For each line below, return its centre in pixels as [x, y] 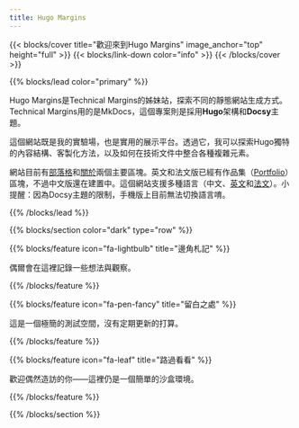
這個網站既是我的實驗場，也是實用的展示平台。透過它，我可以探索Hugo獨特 [149, 141]
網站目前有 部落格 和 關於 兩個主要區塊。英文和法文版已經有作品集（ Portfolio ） [151, 172]
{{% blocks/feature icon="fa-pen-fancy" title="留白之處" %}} [123, 304]
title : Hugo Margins [48, 18]
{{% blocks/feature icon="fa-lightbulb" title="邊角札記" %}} [120, 248]
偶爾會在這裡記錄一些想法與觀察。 [72, 267]
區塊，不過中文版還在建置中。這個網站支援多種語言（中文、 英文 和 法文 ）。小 [149, 183]
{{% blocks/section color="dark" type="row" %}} [101, 229]
